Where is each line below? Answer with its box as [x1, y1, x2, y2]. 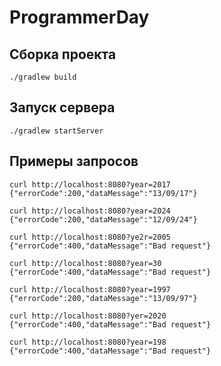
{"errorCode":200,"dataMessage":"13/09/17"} [9, 188, 198, 198]
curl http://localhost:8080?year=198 [9, 337, 167, 347]
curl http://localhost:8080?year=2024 [9, 206, 171, 216]
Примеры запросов [9, 153, 139, 170]
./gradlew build [9, 72, 77, 82]
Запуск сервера [9, 99, 116, 116]
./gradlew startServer [9, 126, 104, 136]
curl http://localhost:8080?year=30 [9, 258, 162, 268]
